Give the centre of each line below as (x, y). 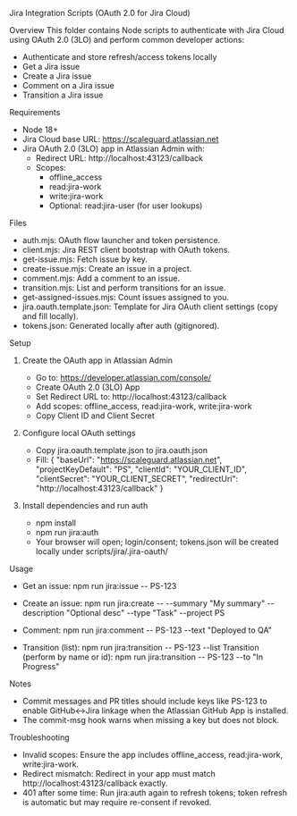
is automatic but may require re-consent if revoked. (117, 802)
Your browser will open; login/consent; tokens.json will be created (157, 542)
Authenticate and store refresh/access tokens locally (119, 57)
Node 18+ (40, 130)
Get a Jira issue (51, 67)
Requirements (35, 112)
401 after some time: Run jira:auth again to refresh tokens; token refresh (155, 793)
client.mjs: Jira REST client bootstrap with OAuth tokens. (126, 250)
